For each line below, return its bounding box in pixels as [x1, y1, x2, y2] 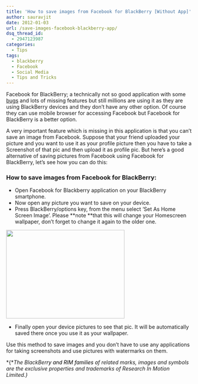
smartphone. [14, 193, 46, 200]
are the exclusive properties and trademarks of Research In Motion [6, 365, 170, 372]
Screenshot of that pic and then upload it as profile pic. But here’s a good [6, 146, 184, 154]
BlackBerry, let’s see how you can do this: [6, 159, 108, 166]
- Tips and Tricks [11, 74, 57, 80]
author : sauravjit [6, 14, 51, 20]
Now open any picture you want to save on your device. [14, 199, 151, 207]
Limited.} [6, 372, 28, 379]
